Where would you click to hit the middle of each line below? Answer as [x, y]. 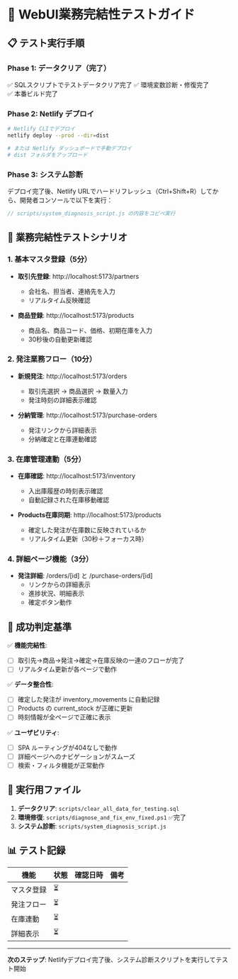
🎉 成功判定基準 [40, 627]
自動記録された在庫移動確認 [69, 500]
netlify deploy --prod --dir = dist [58, 135]
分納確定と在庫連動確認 [62, 439]
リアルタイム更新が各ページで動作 [67, 669]
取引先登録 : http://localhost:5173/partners [78, 276]
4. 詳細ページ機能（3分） [50, 559]
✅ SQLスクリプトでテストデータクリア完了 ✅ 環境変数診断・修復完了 [108, 84]
